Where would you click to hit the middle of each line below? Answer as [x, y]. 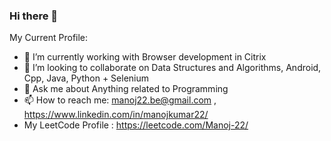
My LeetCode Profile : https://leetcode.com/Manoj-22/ [136, 125]
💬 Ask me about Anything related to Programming [126, 89]
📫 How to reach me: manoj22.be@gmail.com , [120, 100]
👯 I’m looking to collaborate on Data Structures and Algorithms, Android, [172, 68]
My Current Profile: [49, 38]
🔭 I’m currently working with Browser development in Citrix [145, 57]
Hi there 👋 [34, 16]
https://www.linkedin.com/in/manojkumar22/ [116, 115]
